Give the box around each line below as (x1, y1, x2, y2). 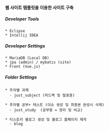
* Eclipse (5, 28, 26, 33)
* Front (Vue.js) (5, 64, 41, 69)
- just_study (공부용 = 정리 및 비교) (9, 107, 83, 112)
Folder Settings (5, 74, 37, 80)
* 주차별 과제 (5, 87, 29, 93)
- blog (9, 121, 23, 126)
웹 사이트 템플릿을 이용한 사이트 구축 (5, 4, 74, 10)
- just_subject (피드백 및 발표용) (9, 93, 75, 98)
